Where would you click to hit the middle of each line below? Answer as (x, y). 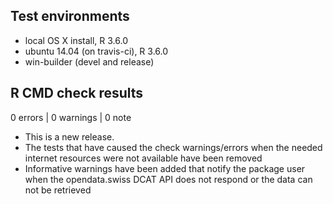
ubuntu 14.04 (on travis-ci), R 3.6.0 (96, 51)
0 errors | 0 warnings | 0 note (71, 117)
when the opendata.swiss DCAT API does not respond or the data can (168, 179)
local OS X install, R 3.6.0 (76, 40)
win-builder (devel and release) (89, 61)
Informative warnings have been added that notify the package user (165, 168)
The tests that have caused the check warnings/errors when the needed (173, 147)
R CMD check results (77, 93)
